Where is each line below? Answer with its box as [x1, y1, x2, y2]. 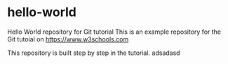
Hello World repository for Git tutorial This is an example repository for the [7, 27, 222, 36]
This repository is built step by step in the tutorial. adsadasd [7, 49, 180, 57]
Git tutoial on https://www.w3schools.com [7, 34, 129, 43]
